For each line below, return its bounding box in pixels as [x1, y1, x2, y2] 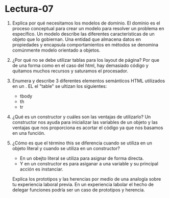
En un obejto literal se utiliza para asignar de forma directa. [19, 155, 144, 161]
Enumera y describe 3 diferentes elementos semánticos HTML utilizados [12, 78, 165, 84]
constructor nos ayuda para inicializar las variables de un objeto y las [12, 119, 158, 125]
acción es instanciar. [19, 166, 63, 172]
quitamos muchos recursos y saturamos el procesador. [12, 67, 129, 74]
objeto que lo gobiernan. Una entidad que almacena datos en [12, 36, 141, 42]
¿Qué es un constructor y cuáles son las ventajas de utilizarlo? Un [12, 113, 151, 120]
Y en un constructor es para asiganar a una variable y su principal [19, 160, 159, 166]
